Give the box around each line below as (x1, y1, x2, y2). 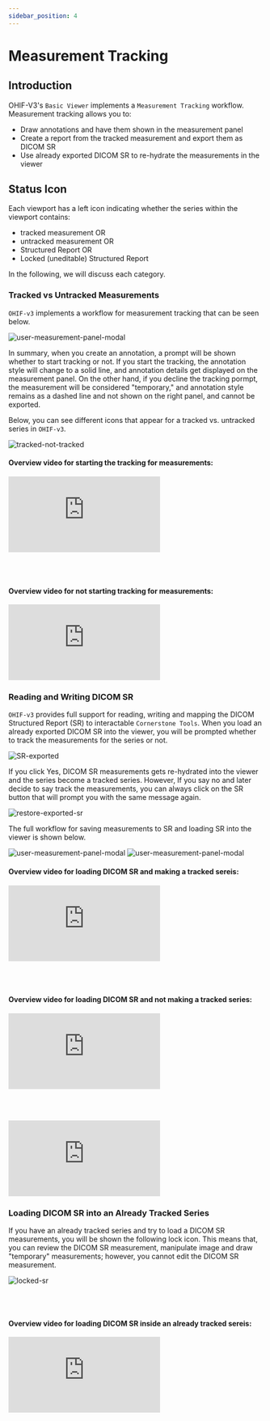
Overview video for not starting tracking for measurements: (8, 586, 214, 595)
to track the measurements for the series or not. (8, 735, 168, 745)
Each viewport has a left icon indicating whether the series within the (8, 204, 238, 214)
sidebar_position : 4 (8, 11, 78, 20)
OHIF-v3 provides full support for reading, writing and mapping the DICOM (8, 709, 255, 720)
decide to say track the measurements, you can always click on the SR (8, 784, 244, 793)
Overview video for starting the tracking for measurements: (8, 458, 214, 467)
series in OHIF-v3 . (8, 424, 66, 433)
